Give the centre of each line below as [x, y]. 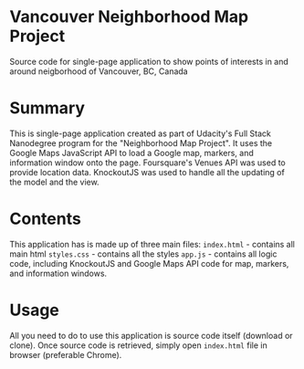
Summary [47, 108]
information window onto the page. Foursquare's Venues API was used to [147, 163]
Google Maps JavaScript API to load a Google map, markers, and [131, 153]
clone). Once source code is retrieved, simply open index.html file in [138, 345]
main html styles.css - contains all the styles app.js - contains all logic [143, 254]
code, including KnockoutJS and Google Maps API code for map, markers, [149, 263]
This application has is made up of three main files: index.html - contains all [152, 244]
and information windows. [58, 273]
